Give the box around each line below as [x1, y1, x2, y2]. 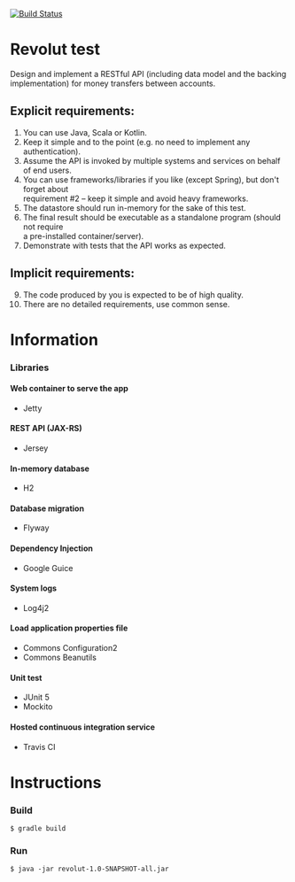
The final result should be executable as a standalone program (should [22, 212, 282, 222]
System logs [10, 583, 57, 593]
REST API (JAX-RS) [10, 423, 82, 434]
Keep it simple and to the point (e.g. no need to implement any [22, 136, 251, 147]
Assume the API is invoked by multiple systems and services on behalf [22, 155, 281, 166]
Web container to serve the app [10, 383, 129, 394]
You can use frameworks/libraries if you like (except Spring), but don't [22, 174, 280, 185]
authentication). [22, 146, 81, 157]
